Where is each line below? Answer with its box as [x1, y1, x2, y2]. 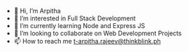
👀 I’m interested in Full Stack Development [13, 14, 136, 22]
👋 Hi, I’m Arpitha [13, 7, 61, 15]
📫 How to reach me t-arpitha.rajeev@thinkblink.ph [13, 37, 161, 45]
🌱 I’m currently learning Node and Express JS [13, 22, 146, 30]
